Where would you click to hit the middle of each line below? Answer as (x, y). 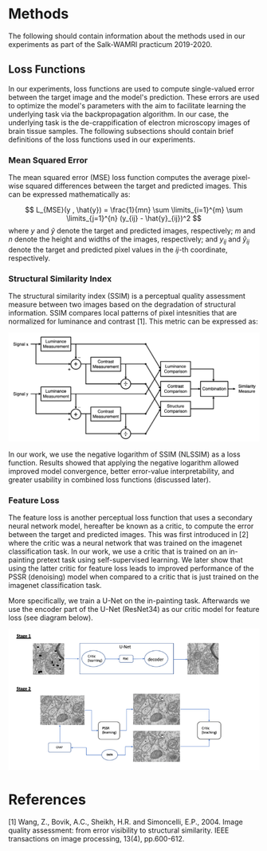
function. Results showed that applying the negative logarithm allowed (124, 463)
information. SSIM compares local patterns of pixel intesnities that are (123, 313)
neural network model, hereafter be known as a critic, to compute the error (131, 526)
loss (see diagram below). (51, 618)
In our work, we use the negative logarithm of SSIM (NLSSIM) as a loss (124, 454)
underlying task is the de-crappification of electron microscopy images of (130, 122)
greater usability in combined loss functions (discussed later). (110, 480)
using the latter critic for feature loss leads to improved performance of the (131, 569)
